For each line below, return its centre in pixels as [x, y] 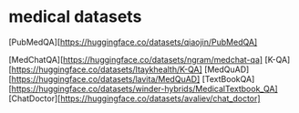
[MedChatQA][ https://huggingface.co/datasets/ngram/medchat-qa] [136, 59]
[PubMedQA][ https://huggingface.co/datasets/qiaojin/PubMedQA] [133, 42]
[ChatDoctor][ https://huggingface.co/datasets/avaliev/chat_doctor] [134, 98]
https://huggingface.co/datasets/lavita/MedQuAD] [106, 78]
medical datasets [75, 17]
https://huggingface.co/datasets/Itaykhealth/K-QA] [107, 69]
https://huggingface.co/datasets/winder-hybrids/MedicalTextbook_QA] [145, 88]
